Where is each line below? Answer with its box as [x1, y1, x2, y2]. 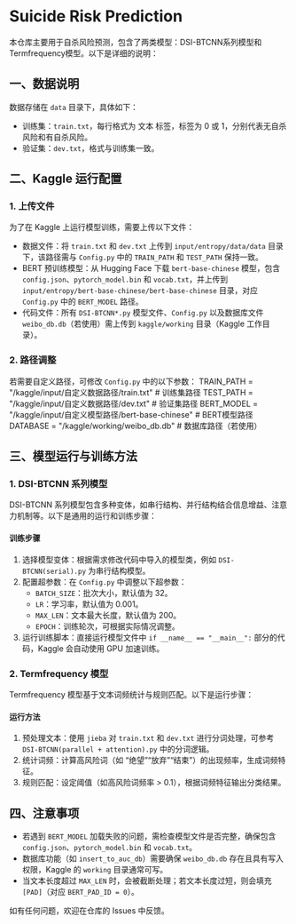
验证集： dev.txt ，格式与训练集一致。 [21, 142, 160, 153]
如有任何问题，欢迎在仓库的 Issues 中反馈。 [9, 904, 170, 916]
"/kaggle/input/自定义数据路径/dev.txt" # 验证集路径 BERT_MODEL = [9, 398, 259, 409]
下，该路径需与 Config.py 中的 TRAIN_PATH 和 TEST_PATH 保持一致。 [21, 251, 263, 263]
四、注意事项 [9, 806, 80, 821]
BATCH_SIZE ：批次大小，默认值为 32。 [35, 587, 173, 598]
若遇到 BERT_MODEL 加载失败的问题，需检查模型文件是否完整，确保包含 [21, 831, 277, 841]
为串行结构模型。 [88, 565, 151, 576]
